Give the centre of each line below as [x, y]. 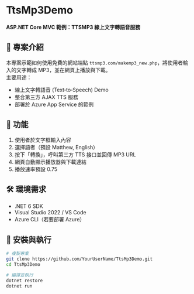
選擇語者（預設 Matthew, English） [56, 147]
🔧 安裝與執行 [29, 240]
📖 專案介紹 [25, 47]
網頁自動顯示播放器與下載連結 [50, 162]
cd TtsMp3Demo [23, 264]
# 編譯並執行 [20, 275]
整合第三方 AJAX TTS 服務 [46, 97]
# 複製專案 [18, 254]
